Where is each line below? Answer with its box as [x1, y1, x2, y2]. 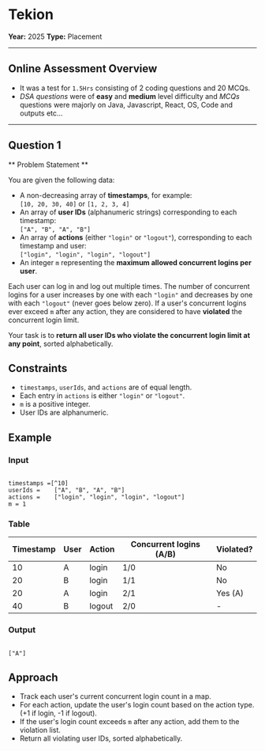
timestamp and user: [19, 241, 87, 250]
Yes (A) [216, 588, 244, 599]
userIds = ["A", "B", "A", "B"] [8, 487, 125, 495]
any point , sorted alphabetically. [8, 339, 114, 348]
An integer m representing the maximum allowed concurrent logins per [19, 257, 252, 267]
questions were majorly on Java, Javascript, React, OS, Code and [19, 100, 233, 109]
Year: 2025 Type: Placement [8, 32, 103, 41]
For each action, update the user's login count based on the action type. [19, 700, 255, 710]
